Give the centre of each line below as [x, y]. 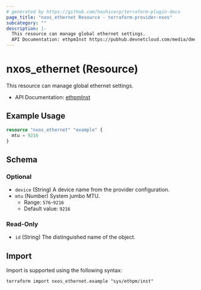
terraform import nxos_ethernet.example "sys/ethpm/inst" [80, 282]
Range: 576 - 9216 [44, 202]
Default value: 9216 [47, 209]
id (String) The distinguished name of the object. [75, 237]
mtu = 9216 [25, 135]
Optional [19, 176]
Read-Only [22, 224]
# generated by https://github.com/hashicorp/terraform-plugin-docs [93, 12]
